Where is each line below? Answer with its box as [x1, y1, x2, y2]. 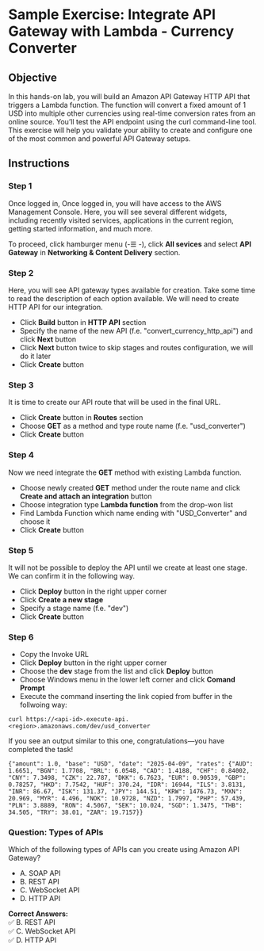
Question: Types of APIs [8, 827, 104, 838]
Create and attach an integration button [19, 491, 152, 501]
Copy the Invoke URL [19, 650, 90, 659]
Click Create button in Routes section [19, 413, 143, 422]
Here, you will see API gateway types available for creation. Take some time [8, 285, 256, 295]
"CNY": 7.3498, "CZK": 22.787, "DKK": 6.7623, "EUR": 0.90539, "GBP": [8, 774, 247, 782]
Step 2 [8, 267, 34, 278]
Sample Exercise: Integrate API [8, 6, 216, 24]
